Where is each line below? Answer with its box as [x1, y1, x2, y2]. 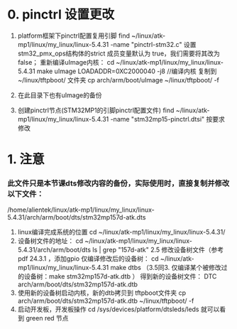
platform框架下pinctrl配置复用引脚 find [17, 31, 130, 40]
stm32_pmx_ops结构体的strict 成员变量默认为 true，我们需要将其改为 [17, 49, 220, 58]
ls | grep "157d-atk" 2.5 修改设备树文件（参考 [92, 246, 224, 254]
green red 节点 [26, 314, 69, 323]
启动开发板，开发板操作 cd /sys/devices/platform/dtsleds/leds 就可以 [17, 305, 220, 313]
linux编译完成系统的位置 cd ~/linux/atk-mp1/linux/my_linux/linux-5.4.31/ [17, 228, 226, 237]
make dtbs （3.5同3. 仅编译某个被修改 [110, 264, 221, 272]
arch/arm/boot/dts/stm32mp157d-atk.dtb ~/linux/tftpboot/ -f [17, 296, 194, 306]
